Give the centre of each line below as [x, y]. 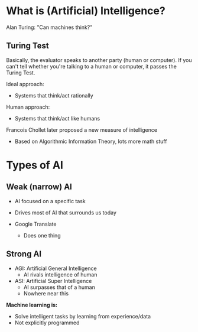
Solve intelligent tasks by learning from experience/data [83, 316]
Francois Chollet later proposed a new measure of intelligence [82, 130]
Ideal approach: [25, 84]
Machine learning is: [32, 305]
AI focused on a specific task [50, 201]
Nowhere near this [46, 293]
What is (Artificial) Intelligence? [86, 11]
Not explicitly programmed [47, 323]
